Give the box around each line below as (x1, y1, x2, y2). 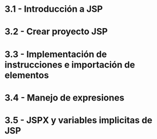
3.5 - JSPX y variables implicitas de (4, 114, 153, 126)
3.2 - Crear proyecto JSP (4, 26, 108, 37)
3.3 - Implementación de (4, 48, 107, 60)
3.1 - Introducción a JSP (4, 3, 103, 15)
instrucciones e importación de (4, 59, 135, 70)
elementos (4, 69, 49, 81)
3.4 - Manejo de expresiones (4, 92, 125, 103)
